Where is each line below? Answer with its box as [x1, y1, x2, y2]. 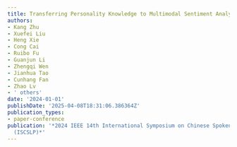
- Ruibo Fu [7, 50, 39, 57]
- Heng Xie [7, 37, 39, 44]
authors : [7, 17, 33, 24]
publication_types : [7, 109, 65, 116]
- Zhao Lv [7, 83, 37, 90]
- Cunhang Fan [7, 76, 49, 83]
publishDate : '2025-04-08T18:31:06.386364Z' [7, 102, 140, 110]
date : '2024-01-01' [7, 96, 65, 103]
